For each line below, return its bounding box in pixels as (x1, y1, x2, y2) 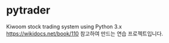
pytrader (6, 4, 51, 17)
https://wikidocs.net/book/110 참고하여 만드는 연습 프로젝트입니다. (6, 30, 164, 37)
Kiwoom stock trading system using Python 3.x (6, 23, 122, 30)
